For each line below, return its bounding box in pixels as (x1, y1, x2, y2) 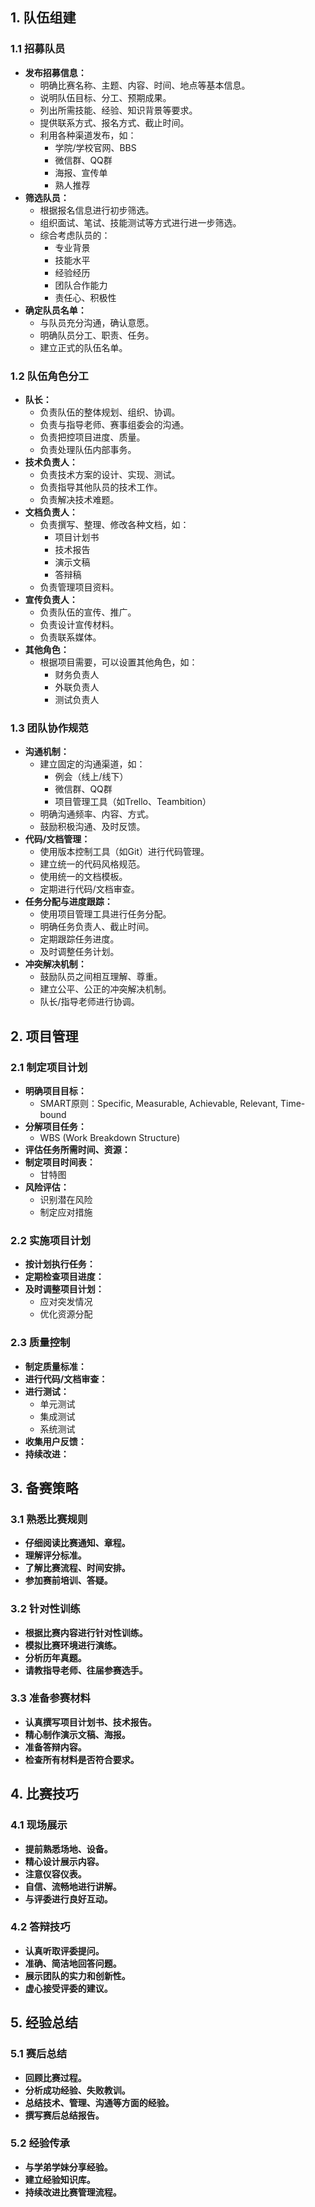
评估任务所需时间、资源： (24, 1143, 131, 1155)
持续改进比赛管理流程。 (24, 2186, 122, 2198)
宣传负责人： (24, 593, 78, 605)
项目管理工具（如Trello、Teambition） (54, 796, 212, 808)
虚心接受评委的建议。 (24, 1982, 113, 1994)
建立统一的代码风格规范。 (39, 858, 146, 870)
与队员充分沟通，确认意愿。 (39, 316, 155, 328)
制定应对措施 (39, 1206, 93, 1218)
